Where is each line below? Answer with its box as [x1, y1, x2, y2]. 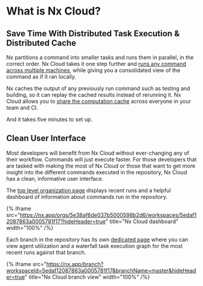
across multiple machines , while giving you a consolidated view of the [6, 67, 181, 74]
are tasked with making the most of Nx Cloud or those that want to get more [6, 162, 196, 169]
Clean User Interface [6, 133, 86, 143]
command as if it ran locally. [6, 73, 77, 80]
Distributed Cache [6, 37, 77, 48]
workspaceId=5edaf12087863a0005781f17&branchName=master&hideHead [6, 267, 196, 274]
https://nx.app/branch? [46, 260, 104, 267]
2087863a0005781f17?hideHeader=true [6, 218, 106, 225]
